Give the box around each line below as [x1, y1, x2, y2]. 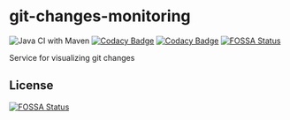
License [9, 78, 54, 94]
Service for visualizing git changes [9, 52, 135, 63]
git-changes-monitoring [9, 6, 192, 26]
